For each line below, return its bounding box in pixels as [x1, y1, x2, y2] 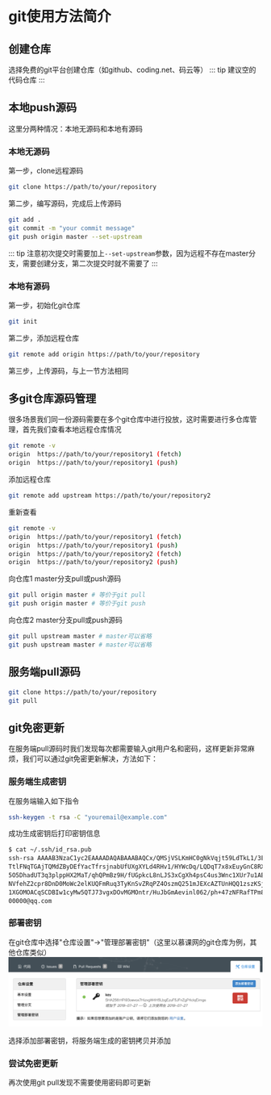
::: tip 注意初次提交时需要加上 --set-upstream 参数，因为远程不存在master [8, 248, 249, 258]
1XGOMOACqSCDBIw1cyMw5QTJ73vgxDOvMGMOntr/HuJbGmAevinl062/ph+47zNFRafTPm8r [8, 888, 269, 896]
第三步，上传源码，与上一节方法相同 [8, 366, 129, 375]
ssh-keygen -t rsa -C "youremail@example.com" [8, 813, 168, 821]
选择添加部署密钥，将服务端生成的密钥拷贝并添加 [8, 1036, 171, 1046]
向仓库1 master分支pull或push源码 [8, 574, 122, 583]
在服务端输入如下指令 [8, 796, 79, 805]
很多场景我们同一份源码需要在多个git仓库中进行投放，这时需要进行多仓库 [8, 415, 250, 424]
